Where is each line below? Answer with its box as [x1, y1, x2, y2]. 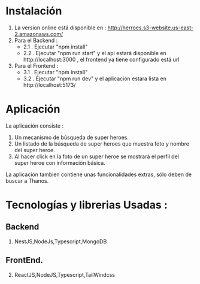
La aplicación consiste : [5, 122, 64, 129]
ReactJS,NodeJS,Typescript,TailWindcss [14, 271, 115, 278]
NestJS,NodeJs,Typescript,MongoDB [14, 238, 107, 245]
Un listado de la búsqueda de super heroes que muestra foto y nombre [14, 140, 190, 147]
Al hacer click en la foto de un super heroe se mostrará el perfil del [14, 153, 179, 160]
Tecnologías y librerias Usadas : [5, 198, 168, 212]
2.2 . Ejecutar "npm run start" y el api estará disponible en [23, 49, 166, 56]
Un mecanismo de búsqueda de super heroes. [14, 134, 129, 141]
